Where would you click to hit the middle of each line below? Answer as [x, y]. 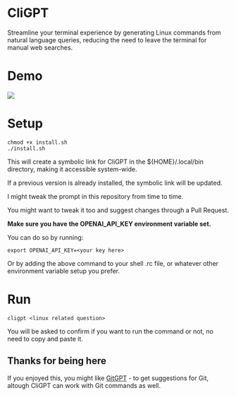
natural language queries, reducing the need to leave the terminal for [107, 39]
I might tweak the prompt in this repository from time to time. [95, 196]
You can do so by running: [45, 237]
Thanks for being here [57, 361]
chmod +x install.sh [38, 142]
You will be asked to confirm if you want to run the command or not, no [110, 331]
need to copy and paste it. [45, 338]
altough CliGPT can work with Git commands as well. [84, 385]
